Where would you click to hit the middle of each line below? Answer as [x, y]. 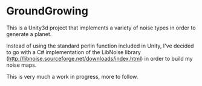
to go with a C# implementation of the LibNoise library [73, 52]
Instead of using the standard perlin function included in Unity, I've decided [100, 46]
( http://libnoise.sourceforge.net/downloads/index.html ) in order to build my [99, 58]
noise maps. [21, 65]
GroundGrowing [47, 11]
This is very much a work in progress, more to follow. [72, 76]
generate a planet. [29, 34]
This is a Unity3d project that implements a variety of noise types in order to [101, 28]
